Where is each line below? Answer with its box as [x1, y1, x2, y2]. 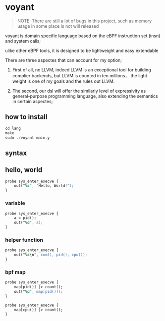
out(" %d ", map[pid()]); [14, 289, 63, 294]
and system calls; [5, 38, 41, 44]
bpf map [5, 268, 26, 275]
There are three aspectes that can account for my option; [5, 57, 122, 63]
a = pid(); [14, 215, 37, 220]
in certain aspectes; [12, 98, 53, 104]
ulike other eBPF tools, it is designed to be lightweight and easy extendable [5, 48, 159, 53]
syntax [5, 149, 27, 157]
